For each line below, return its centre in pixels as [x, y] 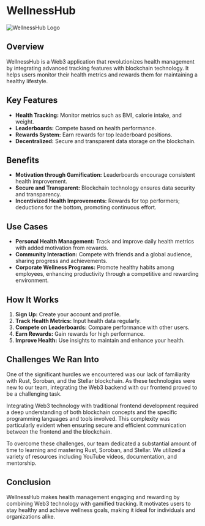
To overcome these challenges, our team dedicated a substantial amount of [102, 443]
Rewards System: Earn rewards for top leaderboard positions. [94, 135]
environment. [32, 280]
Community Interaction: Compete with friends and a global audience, [103, 254]
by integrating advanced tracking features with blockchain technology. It [98, 68]
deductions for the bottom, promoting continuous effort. [86, 207]
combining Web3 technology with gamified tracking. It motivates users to [99, 503]
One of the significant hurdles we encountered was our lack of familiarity [98, 374]
